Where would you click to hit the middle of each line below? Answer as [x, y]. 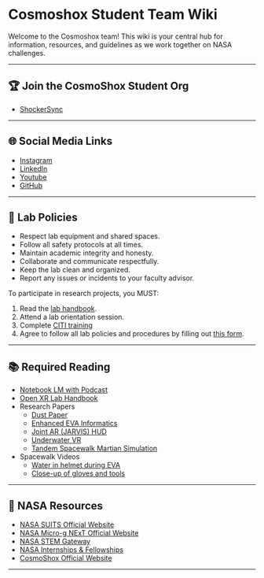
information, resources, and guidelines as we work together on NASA [120, 44]
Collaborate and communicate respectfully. [89, 261]
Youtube [33, 177]
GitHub [31, 185]
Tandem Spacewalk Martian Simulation [94, 448]
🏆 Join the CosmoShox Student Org [99, 86]
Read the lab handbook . [58, 309]
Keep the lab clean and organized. [75, 270]
